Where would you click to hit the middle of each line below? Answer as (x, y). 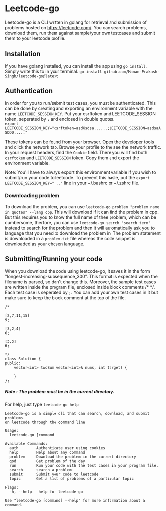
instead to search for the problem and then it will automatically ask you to (80, 228)
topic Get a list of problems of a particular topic (72, 478)
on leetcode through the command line (45, 422)
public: (13, 363)
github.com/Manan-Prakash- (132, 72)
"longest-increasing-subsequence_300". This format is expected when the (81, 276)
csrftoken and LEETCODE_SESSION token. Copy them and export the (72, 158)
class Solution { (23, 359)
